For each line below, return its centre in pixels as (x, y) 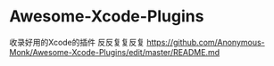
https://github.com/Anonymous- (206, 42)
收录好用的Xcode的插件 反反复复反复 (77, 42)
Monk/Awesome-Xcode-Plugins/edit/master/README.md (115, 52)
